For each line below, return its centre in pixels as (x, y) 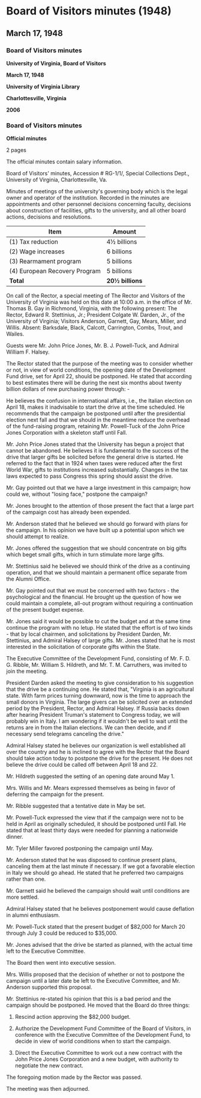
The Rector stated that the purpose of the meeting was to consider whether (100, 364)
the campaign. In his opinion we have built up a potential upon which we (95, 530)
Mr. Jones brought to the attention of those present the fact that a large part (100, 506)
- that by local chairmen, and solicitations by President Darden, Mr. (89, 634)
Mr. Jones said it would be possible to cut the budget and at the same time (98, 621)
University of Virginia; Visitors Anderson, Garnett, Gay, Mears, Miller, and (96, 321)
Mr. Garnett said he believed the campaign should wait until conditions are (98, 891)
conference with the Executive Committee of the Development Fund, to (103, 1035)
